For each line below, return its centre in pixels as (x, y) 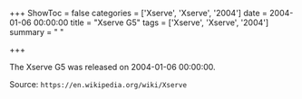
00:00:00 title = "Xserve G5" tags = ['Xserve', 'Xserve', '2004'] (151, 22)
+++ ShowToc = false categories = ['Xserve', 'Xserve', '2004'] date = (138, 13)
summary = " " (37, 32)
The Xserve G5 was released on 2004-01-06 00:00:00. (112, 67)
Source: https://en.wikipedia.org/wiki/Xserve (98, 84)
